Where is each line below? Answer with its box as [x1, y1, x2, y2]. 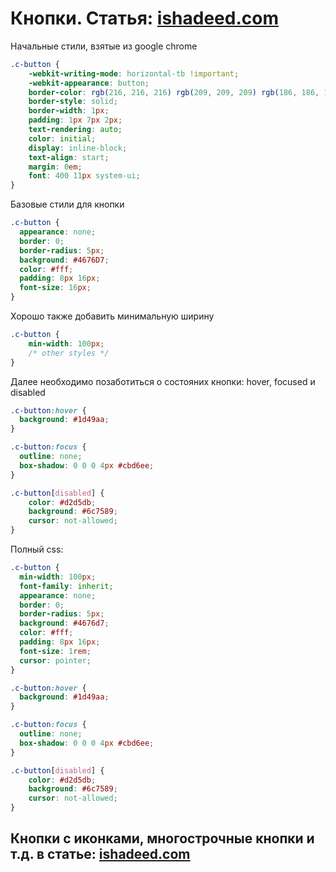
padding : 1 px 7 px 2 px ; [28, 115, 123, 126]
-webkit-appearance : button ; [28, 78, 150, 88]
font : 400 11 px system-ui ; [28, 171, 141, 181]
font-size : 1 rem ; [19, 646, 92, 656]
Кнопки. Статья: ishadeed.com [10, 7, 279, 30]
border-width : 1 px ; [28, 106, 110, 116]
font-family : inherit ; [19, 581, 114, 591]
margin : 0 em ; [28, 162, 83, 172]
